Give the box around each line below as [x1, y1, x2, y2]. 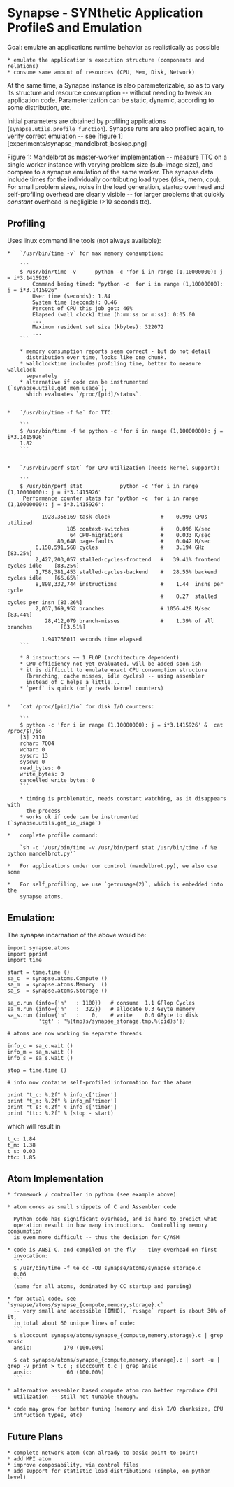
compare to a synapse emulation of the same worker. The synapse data [7, 167, 214, 176]
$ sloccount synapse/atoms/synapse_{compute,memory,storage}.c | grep [13, 1332, 224, 1339]
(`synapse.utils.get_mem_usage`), [7, 384, 108, 391]
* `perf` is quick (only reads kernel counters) [20, 685, 164, 692]
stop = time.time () [7, 1066, 68, 1074]
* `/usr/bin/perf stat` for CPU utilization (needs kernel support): [7, 464, 220, 471]
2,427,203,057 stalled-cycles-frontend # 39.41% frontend [35, 556, 220, 563]
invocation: [13, 1252, 49, 1259]
